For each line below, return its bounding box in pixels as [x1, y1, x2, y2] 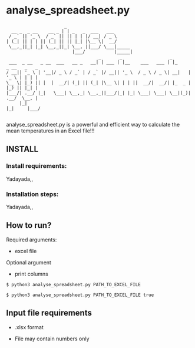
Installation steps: [6, 190, 59, 198]
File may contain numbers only [14, 335, 90, 342]
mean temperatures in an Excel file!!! [6, 127, 95, 134]
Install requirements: [6, 162, 67, 170]
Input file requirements [6, 308, 92, 318]
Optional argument [6, 258, 52, 266]
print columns [14, 270, 48, 277]
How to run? [6, 220, 52, 230]
